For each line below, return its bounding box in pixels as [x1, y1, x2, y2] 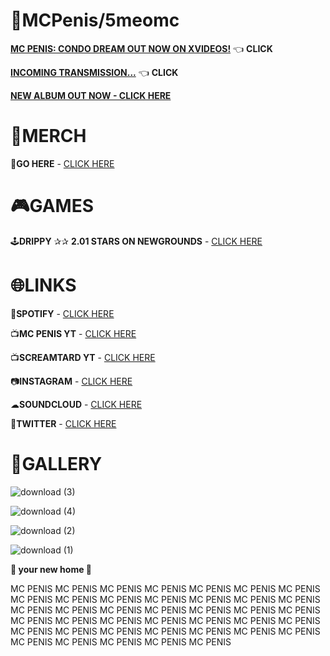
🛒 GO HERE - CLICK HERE [10, 157, 115, 169]
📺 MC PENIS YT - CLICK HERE [10, 327, 137, 339]
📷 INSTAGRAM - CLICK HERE [10, 375, 133, 387]
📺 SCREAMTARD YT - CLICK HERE [10, 351, 156, 363]
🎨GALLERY [10, 452, 103, 475]
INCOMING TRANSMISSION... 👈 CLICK [10, 66, 179, 78]
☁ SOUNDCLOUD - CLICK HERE [10, 398, 143, 410]
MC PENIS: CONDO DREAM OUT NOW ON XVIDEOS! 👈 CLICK [10, 42, 273, 54]
